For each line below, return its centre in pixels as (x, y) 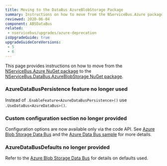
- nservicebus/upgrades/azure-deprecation (52, 33)
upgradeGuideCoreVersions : (33, 42)
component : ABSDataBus (29, 24)
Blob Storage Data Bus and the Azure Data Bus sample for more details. (79, 135)
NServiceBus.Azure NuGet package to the (48, 71)
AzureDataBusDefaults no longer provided (58, 148)
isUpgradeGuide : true (28, 38)
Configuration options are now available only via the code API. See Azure (80, 129)
